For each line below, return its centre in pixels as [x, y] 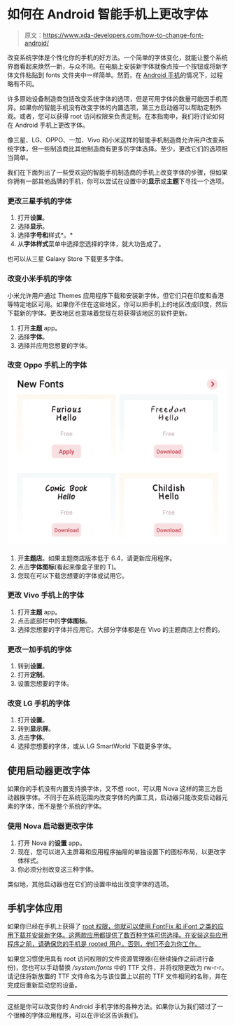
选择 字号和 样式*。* [45, 235]
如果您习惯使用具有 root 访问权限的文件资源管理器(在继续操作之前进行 [108, 959]
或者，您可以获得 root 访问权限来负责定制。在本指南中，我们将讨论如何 [122, 116]
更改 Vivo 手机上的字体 [45, 595]
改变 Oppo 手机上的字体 [47, 365]
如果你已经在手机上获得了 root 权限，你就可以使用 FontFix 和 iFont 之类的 [113, 926]
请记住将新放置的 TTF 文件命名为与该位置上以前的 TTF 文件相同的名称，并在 [117, 976]
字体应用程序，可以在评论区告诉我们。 [86, 1015]
